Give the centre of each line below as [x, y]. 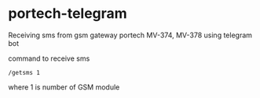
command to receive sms [49, 58]
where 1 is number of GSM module [64, 87]
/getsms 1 [24, 72]
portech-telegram [68, 14]
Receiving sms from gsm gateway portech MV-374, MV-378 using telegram [130, 35]
